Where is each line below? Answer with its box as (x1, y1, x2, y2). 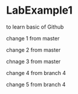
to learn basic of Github (6, 23, 64, 30)
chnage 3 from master (6, 58, 61, 65)
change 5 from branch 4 (6, 81, 66, 88)
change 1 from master (6, 35, 60, 42)
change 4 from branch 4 (6, 69, 67, 76)
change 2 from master (6, 46, 61, 54)
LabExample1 (6, 4, 73, 17)
